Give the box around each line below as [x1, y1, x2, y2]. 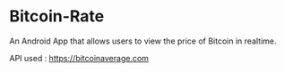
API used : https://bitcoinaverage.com [9, 52, 150, 63]
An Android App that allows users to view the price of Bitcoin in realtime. [9, 36, 277, 46]
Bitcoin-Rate [9, 6, 105, 27]
